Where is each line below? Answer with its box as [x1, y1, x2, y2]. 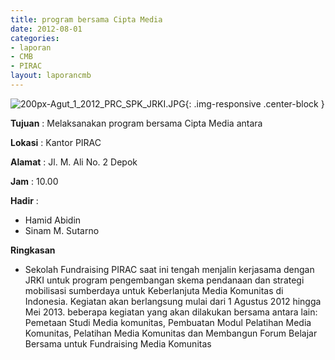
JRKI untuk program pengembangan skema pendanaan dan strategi [24, 274, 305, 286]
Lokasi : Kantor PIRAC [10, 136, 102, 148]
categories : [10, 33, 60, 43]
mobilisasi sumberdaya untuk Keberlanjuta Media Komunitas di [24, 284, 284, 296]
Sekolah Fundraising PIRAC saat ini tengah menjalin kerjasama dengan [24, 263, 315, 275]
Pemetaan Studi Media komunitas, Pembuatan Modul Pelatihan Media [24, 316, 312, 328]
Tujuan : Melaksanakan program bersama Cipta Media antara [10, 117, 263, 129]
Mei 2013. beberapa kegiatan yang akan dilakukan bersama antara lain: [24, 306, 318, 318]
